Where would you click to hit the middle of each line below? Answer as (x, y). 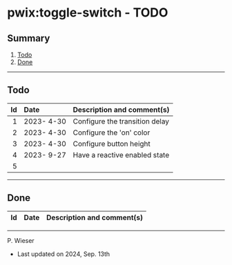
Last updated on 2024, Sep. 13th (64, 254)
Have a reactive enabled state (121, 155)
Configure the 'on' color (112, 132)
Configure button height (112, 144)
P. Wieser (21, 240)
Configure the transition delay (121, 121)
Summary (29, 38)
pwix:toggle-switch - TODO (88, 13)
